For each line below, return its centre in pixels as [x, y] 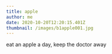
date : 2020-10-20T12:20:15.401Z [46, 22]
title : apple [22, 11]
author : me [19, 17]
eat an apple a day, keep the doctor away [56, 45]
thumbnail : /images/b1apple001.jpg [50, 28]
